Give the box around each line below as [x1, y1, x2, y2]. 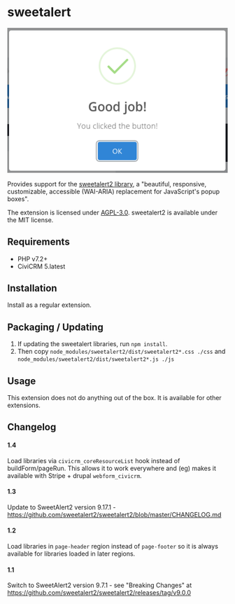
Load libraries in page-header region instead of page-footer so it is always [7, 542, 219, 551]
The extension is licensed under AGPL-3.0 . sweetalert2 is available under [7, 208, 218, 217]
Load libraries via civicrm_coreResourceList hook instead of [7, 456, 180, 465]
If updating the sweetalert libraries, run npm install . [17, 340, 168, 348]
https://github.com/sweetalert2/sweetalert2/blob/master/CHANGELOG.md [7, 510, 222, 519]
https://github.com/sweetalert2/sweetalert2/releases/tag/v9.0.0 [7, 589, 191, 597]
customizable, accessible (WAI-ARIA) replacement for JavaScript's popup [7, 187, 220, 195]
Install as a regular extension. [7, 301, 92, 309]
